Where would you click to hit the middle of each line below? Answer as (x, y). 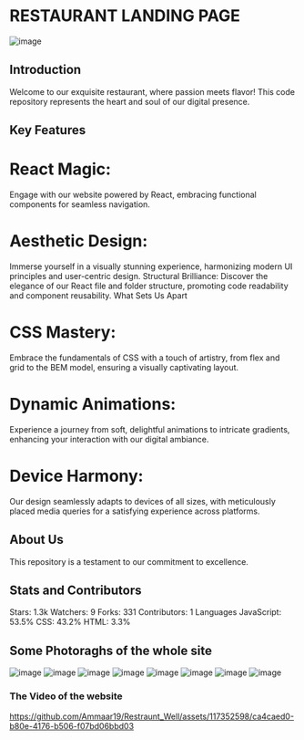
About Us (36, 540)
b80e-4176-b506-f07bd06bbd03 (72, 725)
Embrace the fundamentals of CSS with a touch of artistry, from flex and (145, 358)
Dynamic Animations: (93, 405)
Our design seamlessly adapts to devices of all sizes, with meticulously (142, 501)
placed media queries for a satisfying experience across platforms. (135, 511)
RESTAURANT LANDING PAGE (125, 16)
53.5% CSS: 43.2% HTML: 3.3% (70, 622)
